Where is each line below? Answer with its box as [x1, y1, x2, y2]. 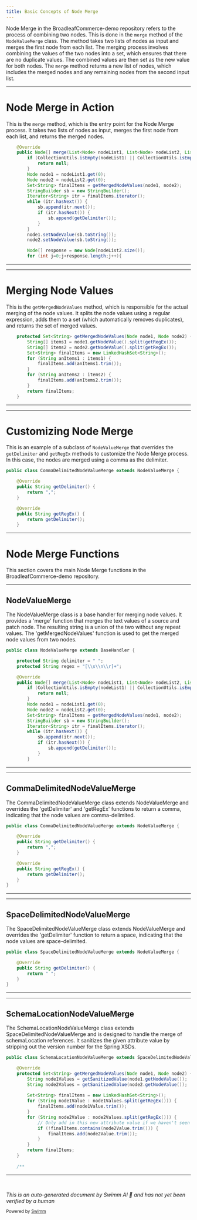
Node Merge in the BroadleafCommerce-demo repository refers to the [6, 25, 176, 32]
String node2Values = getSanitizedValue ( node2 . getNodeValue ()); [27, 1081, 188, 1088]
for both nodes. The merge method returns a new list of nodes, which [6, 62, 172, 69]
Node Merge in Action [6, 101, 114, 114]
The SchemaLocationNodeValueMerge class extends [6, 1024, 134, 1032]
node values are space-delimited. [6, 938, 87, 945]
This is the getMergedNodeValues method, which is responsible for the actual [6, 303, 188, 310]
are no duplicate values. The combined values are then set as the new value [6, 56, 190, 63]
